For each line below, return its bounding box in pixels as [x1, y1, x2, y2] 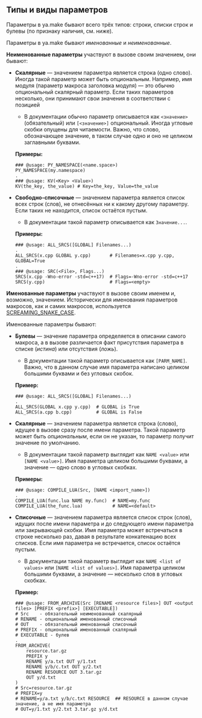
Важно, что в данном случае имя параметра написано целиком [24, 363, 189, 371]
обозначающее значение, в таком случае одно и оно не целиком [24, 132, 193, 139]
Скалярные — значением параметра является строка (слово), [14, 420, 178, 427]
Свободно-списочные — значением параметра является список [14, 194, 185, 201]
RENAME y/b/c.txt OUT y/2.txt [26, 664, 102, 670]
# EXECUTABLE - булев [14, 632, 69, 638]
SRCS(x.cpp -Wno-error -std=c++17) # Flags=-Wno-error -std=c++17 [14, 274, 188, 280]
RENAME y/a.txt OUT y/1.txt [26, 658, 96, 665]
